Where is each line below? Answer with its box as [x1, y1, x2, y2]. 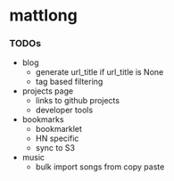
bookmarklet [35, 124, 83, 135]
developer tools [35, 104, 94, 116]
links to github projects [35, 95, 120, 106]
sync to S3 [35, 143, 76, 153]
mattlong [9, 5, 78, 26]
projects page [21, 86, 74, 96]
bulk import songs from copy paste [35, 161, 165, 172]
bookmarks [21, 114, 64, 125]
